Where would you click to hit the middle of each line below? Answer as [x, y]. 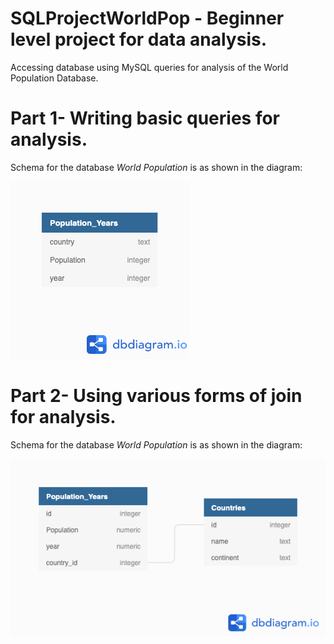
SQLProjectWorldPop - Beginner [147, 18]
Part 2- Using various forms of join [156, 396]
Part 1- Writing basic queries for [145, 118]
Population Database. [54, 78]
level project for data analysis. [139, 39]
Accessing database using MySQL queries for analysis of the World [149, 67]
